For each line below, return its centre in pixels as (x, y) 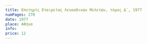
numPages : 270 (20, 15)
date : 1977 (17, 19)
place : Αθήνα (19, 24)
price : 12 (16, 33)
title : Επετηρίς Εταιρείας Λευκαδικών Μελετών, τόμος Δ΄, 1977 (74, 10)
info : (11, 29)
